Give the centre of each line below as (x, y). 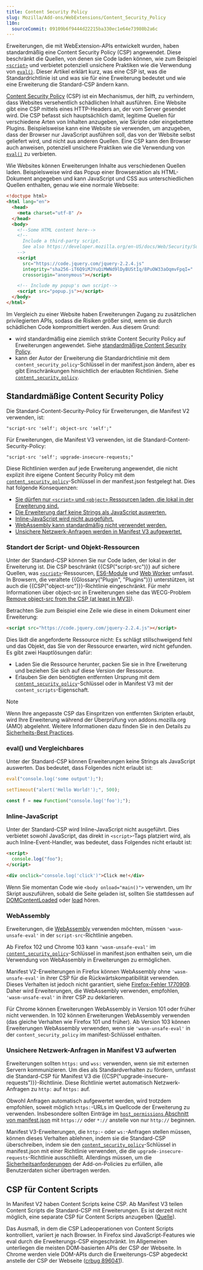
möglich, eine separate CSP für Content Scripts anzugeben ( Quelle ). (91, 1217)
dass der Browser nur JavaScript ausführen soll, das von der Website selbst (101, 135)
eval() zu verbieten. (32, 154)
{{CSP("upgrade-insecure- (135, 1076)
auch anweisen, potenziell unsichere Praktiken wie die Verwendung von (96, 148)
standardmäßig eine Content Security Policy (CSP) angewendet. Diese (94, 53)
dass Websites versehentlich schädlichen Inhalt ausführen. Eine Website (96, 103)
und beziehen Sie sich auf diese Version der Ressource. (85, 670)
